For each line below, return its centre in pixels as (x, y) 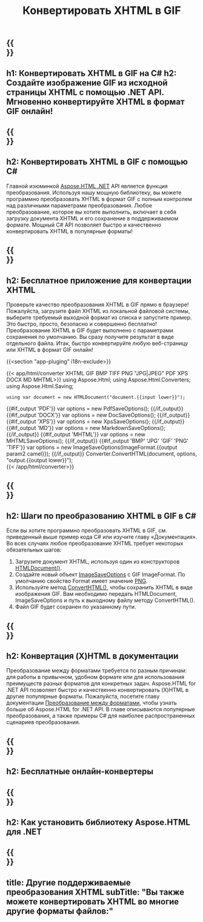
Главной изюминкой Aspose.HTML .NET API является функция (87, 186)
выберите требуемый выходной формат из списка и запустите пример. (99, 317)
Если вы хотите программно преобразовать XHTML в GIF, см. (87, 531)
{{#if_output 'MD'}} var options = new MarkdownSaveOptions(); (86, 428)
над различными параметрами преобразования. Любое (79, 205)
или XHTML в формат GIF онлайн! (50, 349)
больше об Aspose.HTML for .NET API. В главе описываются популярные (101, 709)
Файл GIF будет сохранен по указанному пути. (75, 607)
